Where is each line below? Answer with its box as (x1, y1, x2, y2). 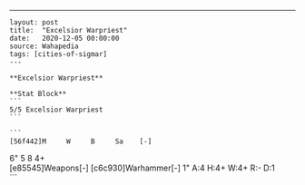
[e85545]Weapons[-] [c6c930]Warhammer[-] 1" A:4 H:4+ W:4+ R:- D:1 (9, 162, 275, 173)
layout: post (9, 18, 59, 27)
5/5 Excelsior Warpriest (9, 105, 103, 114)
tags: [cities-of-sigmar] (9, 50, 107, 59)
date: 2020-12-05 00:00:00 (9, 34, 120, 43)
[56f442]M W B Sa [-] (9, 137, 152, 146)
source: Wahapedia (9, 42, 79, 51)
